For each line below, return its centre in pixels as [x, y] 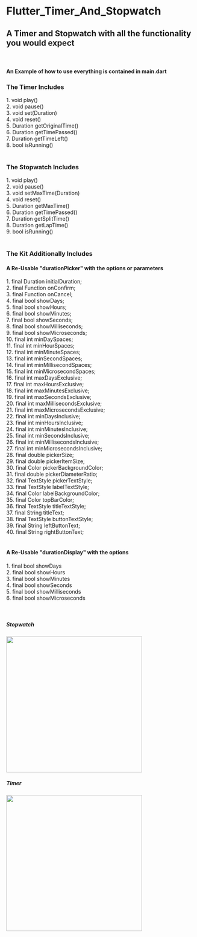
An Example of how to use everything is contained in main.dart [86, 71]
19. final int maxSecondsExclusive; [49, 397]
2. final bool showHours [36, 572]
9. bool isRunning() [30, 232]
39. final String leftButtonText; [43, 526]
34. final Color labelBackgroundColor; [53, 493]
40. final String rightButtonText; [45, 532]
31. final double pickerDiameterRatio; [52, 474]
